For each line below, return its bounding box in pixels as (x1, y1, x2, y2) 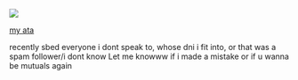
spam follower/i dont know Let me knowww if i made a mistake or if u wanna (9, 51, 289, 62)
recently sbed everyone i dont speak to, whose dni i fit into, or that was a (9, 42, 277, 52)
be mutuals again (9, 61, 73, 70)
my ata (9, 25, 35, 35)
